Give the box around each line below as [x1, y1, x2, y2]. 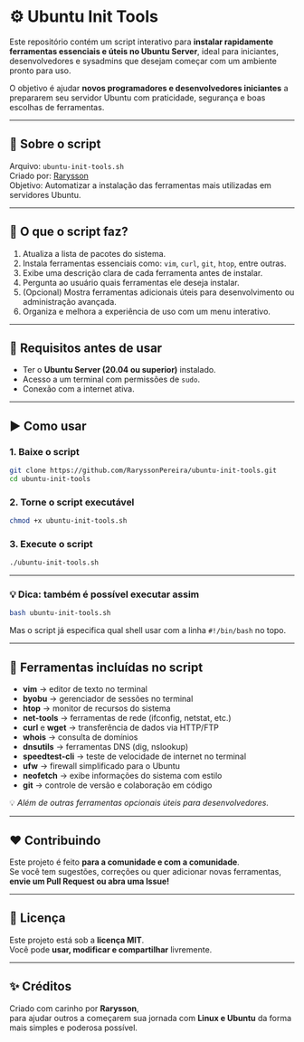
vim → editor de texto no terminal [22, 684, 147, 695]
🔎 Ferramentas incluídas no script [9, 659, 204, 675]
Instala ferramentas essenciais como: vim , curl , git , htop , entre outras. [22, 258, 287, 269]
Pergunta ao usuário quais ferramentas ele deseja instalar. [22, 277, 240, 288]
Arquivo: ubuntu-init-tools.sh [9, 160, 125, 171]
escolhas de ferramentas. [9, 101, 105, 112]
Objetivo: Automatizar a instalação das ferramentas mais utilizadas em [9, 179, 271, 191]
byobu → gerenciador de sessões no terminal [22, 694, 194, 705]
